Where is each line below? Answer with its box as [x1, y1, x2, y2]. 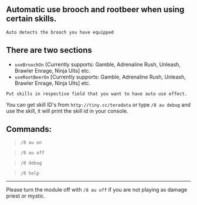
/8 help [20, 170, 39, 176]
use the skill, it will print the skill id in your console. [6, 107, 128, 114]
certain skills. [6, 14, 57, 24]
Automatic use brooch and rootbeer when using [6, 5, 185, 15]
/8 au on [20, 140, 42, 146]
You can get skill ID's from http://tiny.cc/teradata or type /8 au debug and [6, 101, 191, 108]
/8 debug [20, 160, 42, 166]
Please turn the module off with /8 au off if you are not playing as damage [6, 186, 188, 193]
